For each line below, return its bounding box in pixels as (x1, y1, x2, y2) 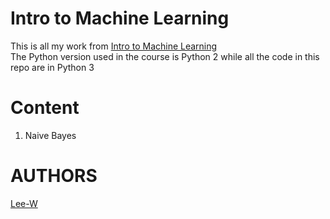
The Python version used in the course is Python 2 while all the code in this (10, 50, 320, 62)
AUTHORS (10, 165, 98, 187)
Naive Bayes (24, 129, 77, 141)
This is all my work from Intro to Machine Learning (10, 40, 218, 52)
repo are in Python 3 (10, 61, 95, 73)
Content (10, 97, 80, 119)
